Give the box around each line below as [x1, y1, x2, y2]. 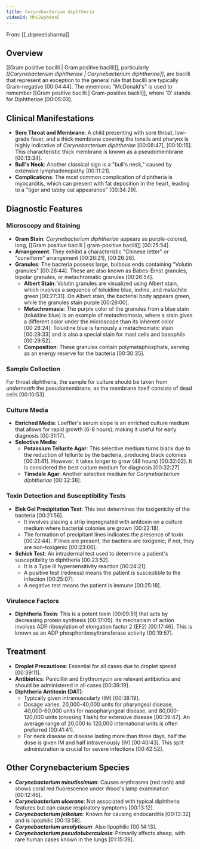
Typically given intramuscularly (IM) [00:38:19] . [23, 694, 140, 701]
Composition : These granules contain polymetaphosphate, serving [23, 343, 189, 350]
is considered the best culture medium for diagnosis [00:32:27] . [23, 464, 181, 471]
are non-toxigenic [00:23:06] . [23, 543, 97, 551]
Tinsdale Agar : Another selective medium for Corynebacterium [23, 471, 180, 478]
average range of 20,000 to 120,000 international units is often [23, 720, 178, 727]
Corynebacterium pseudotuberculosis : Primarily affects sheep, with [14, 829, 186, 836]
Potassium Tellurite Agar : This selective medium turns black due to [23, 445, 191, 452]
